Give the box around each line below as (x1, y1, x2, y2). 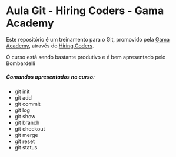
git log (14, 107, 31, 114)
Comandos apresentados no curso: (6, 73, 95, 80)
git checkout (14, 125, 45, 132)
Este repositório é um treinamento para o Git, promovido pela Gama (6, 36, 170, 43)
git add (14, 94, 32, 101)
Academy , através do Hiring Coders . (6, 42, 94, 49)
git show (14, 112, 36, 120)
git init (14, 88, 30, 95)
